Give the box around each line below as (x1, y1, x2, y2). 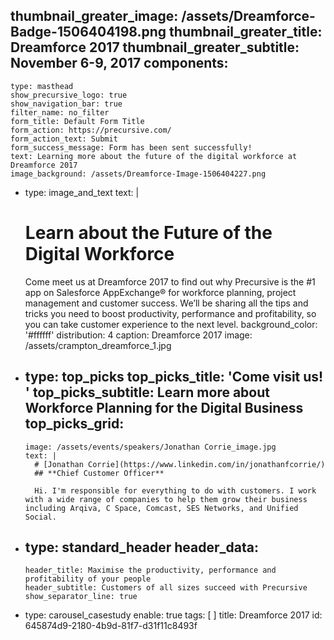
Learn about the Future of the (24, 222, 273, 244)
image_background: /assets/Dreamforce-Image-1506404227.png (10, 169, 267, 179)
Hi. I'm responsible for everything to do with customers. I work (34, 485, 317, 496)
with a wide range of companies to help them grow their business (24, 494, 308, 504)
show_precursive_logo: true (10, 90, 128, 100)
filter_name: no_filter (10, 107, 110, 118)
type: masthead (10, 81, 74, 91)
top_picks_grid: (24, 415, 125, 433)
